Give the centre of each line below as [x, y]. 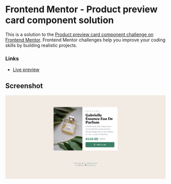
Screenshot [24, 86]
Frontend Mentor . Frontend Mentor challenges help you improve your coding [85, 40]
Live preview [26, 70]
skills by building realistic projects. [41, 45]
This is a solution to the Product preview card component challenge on [79, 34]
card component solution [60, 20]
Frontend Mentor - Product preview [81, 9]
